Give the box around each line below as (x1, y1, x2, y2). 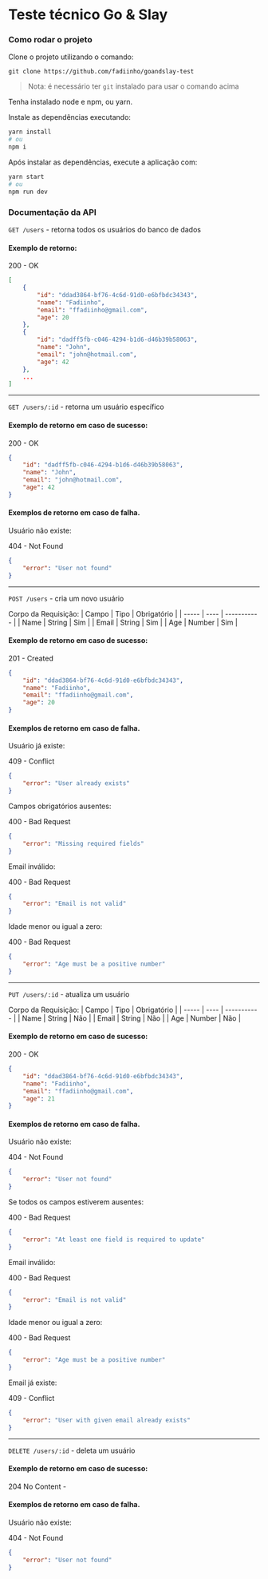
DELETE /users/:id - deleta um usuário (8, 1446, 136, 1455)
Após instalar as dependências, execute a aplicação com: (8, 157, 198, 167)
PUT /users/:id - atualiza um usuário (8, 989, 130, 999)
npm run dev (8, 188, 48, 196)
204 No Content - (8, 1482, 66, 1491)
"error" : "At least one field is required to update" (22, 1236, 205, 1244)
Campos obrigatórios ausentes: (8, 801, 112, 811)
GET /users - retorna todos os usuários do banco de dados (8, 225, 202, 235)
